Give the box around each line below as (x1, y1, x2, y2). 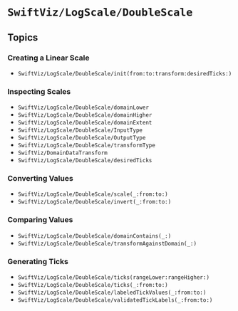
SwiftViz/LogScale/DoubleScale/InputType (17, 127, 143, 134)
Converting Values (7, 174, 73, 184)
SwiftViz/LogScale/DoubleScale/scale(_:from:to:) (17, 191, 169, 198)
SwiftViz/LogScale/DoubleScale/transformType (17, 142, 155, 149)
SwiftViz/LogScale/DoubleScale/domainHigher (17, 112, 152, 119)
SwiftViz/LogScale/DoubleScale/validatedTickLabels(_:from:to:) (17, 297, 213, 304)
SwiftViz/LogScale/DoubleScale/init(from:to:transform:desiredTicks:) (17, 70, 232, 77)
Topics (7, 31, 38, 43)
